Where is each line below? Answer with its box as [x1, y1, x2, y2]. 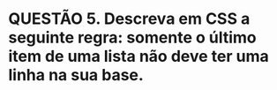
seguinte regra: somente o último [8, 27, 257, 48]
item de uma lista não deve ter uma [8, 47, 270, 66]
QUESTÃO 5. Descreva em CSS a [8, 9, 251, 29]
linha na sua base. [8, 65, 145, 86]
